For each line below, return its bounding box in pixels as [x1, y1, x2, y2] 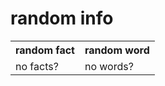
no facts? [15, 59, 59, 73]
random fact [15, 43, 75, 57]
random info [10, 7, 114, 30]
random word [84, 43, 150, 57]
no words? [84, 59, 134, 73]
